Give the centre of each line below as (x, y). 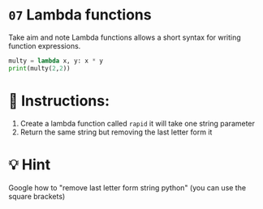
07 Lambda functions (80, 15)
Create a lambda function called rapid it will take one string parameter (138, 123)
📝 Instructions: (59, 101)
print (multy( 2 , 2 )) (39, 68)
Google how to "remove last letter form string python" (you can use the (127, 187)
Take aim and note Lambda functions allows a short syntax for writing (125, 37)
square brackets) (37, 196)
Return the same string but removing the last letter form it (116, 132)
